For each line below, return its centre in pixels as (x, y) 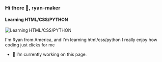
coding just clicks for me (30, 45)
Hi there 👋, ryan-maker (33, 8)
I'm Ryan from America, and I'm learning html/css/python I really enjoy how (81, 40)
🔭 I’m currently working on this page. (49, 54)
